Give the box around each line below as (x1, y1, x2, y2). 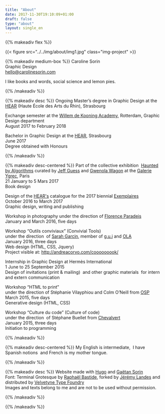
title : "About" (5, 7, 37, 12)
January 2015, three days (5, 320, 57, 326)
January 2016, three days (5, 239, 57, 245)
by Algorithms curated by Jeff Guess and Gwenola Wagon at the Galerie (5, 168, 152, 174)
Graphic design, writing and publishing (5, 204, 84, 209)
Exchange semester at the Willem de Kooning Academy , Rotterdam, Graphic (5, 112, 160, 119)
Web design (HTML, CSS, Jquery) (5, 244, 74, 250)
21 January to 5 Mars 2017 (5, 178, 59, 184)
